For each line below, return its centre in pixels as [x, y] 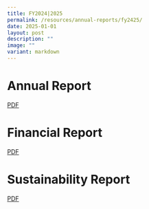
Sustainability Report [69, 179]
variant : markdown [33, 52]
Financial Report [55, 133]
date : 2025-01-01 [32, 26]
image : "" [21, 45]
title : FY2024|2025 [35, 13]
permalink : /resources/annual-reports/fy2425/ [75, 20]
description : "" [30, 39]
